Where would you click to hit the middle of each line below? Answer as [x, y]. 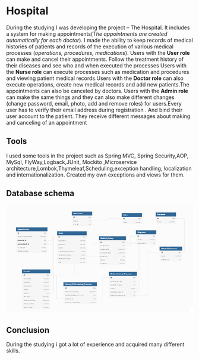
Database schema [40, 194]
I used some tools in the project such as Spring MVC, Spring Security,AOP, [97, 156]
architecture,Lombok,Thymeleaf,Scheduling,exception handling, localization [99, 168]
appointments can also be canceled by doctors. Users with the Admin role [97, 91]
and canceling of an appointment [47, 122]
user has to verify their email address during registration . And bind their [94, 110]
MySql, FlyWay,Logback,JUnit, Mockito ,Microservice [72, 162]
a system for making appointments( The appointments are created [87, 33]
